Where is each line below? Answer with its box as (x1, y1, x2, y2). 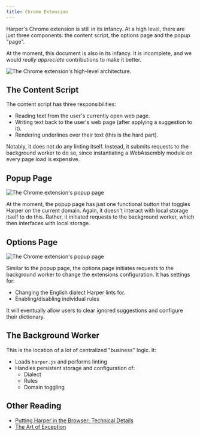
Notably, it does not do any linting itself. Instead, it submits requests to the (6, 143, 189, 150)
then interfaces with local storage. (6, 220, 91, 227)
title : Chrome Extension (6, 8, 68, 15)
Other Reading (6, 401, 62, 411)
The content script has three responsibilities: (6, 101, 117, 108)
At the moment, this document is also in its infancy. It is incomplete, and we (6, 49, 192, 57)
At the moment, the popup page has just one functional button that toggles (6, 201, 190, 208)
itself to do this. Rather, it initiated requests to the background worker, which (6, 213, 195, 220)
